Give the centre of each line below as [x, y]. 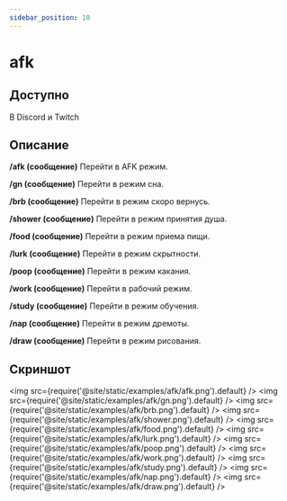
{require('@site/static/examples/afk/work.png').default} [112, 458]
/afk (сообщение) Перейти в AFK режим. [89, 166]
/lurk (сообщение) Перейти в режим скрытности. [105, 254]
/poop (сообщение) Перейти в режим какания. [100, 272]
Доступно [39, 95]
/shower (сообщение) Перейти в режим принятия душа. [118, 219]
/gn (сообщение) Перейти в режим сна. [87, 184]
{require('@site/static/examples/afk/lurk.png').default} [110, 439]
